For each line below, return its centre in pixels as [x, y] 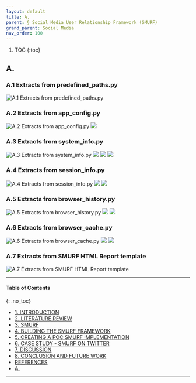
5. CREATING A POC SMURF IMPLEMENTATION [72, 337]
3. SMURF [27, 324]
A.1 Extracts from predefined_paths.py [62, 85]
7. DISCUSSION [33, 350]
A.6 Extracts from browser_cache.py [59, 227]
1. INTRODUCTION [37, 312]
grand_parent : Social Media [40, 28]
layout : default [26, 11]
